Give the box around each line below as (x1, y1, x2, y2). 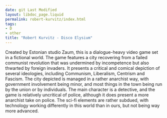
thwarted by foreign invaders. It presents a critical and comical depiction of (5, 65, 160, 71)
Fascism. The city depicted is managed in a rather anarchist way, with (5, 76, 149, 82)
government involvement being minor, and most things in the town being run (5, 81, 162, 87)
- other (5, 31, 21, 36)
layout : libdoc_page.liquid (5, 12, 64, 17)
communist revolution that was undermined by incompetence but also (5, 60, 149, 66)
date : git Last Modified (5, 7, 57, 13)
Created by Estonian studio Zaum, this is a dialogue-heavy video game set (5, 49, 158, 55)
